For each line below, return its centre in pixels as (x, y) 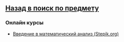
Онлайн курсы (25, 23)
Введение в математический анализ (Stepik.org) (66, 34)
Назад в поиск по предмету (52, 8)
